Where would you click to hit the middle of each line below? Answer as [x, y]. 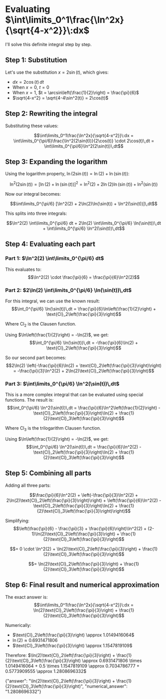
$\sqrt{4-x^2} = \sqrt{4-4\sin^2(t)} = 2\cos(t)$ [60, 98]
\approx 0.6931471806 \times [112, 660]
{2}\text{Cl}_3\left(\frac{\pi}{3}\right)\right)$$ [84, 511]
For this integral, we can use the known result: [53, 301]
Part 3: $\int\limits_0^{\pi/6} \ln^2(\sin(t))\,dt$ [62, 384]
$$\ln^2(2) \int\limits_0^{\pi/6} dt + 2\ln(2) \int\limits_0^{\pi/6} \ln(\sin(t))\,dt [84, 223]
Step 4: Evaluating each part [50, 244]
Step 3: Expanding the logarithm [57, 161]
